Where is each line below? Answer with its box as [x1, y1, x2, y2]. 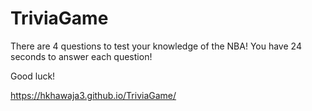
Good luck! [10, 70, 56, 82]
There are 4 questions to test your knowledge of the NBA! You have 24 [10, 40, 302, 52]
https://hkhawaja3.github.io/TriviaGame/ [10, 89, 177, 101]
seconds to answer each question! [10, 50, 153, 62]
